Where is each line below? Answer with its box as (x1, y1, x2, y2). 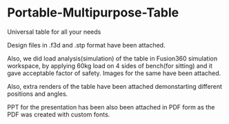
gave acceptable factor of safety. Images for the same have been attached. (7, 69, 221, 77)
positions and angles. (7, 90, 68, 98)
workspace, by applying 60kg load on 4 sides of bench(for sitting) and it (7, 61, 212, 70)
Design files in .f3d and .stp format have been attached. (7, 41, 166, 49)
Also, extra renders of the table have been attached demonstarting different (7, 82, 223, 90)
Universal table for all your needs (7, 28, 101, 36)
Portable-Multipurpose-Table (7, 5, 179, 21)
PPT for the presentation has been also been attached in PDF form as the (7, 103, 215, 111)
